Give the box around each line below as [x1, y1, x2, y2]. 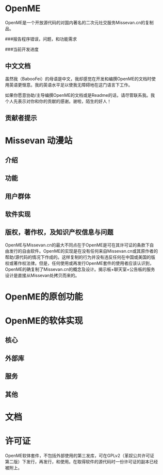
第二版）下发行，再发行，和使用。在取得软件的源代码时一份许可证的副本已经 [5, 458, 158, 464]
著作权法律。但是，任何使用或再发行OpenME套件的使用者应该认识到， [13, 260, 154, 266]
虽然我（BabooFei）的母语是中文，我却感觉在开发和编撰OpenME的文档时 [5, 76, 152, 82]
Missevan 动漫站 [5, 135, 73, 146]
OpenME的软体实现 [5, 316, 83, 326]
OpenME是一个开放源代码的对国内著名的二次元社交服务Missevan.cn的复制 [5, 19, 154, 25]
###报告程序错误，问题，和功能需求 [5, 36, 77, 42]
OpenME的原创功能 [5, 291, 83, 302]
